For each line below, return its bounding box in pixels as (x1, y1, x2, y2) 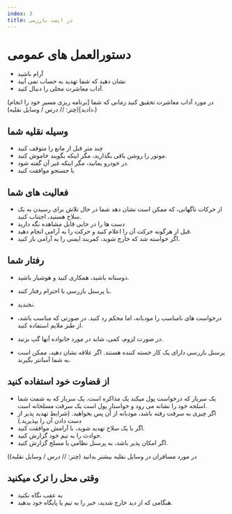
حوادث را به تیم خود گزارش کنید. (17, 431, 102, 439)
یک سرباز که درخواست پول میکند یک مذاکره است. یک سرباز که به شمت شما (17, 394, 216, 403)
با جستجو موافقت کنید (17, 166, 75, 175)
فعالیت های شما (7, 186, 68, 198)
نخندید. (17, 300, 36, 309)
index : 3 (7, 10, 33, 17)
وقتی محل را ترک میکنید (7, 472, 99, 484)
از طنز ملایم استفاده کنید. (17, 321, 84, 329)
